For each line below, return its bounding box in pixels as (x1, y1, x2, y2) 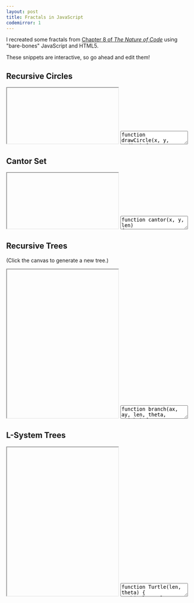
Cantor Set (6, 156, 47, 166)
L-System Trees (6, 430, 66, 440)
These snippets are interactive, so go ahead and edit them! (6, 54, 150, 61)
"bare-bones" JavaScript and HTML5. (6, 42, 99, 49)
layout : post (6, 8, 39, 15)
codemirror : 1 (6, 20, 42, 26)
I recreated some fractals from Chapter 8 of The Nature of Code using (6, 36, 178, 43)
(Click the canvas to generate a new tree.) (6, 257, 109, 264)
